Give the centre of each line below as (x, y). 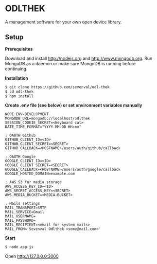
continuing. (16, 69)
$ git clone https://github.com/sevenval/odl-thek (57, 87)
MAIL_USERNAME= (20, 216)
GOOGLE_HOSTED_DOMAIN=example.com (40, 174)
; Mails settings (23, 204)
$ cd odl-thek (19, 91)
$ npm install (19, 96)
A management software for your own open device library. (63, 22)
